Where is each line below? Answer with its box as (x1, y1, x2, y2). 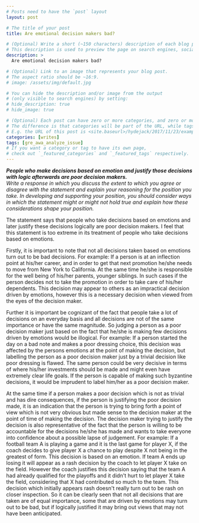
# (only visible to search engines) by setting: (6, 96, 129, 102)
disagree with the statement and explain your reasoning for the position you (6, 186, 192, 193)
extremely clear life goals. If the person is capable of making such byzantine (6, 372, 192, 379)
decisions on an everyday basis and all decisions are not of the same (6, 316, 175, 322)
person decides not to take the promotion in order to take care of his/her (6, 279, 183, 285)
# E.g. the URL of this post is (6, 128, 86, 134)
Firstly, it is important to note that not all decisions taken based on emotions (6, 247, 191, 254)
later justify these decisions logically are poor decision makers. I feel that (6, 223, 184, 229)
